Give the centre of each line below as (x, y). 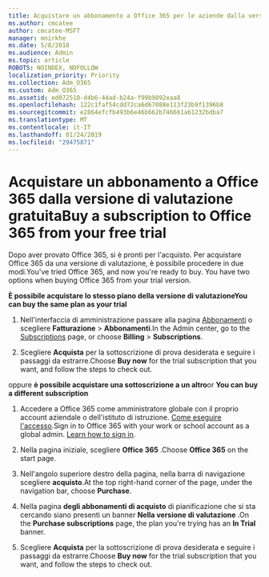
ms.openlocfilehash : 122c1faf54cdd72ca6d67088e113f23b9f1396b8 (116, 105)
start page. (38, 459)
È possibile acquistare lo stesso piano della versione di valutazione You (128, 296)
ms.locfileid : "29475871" (51, 142)
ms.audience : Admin (41, 53)
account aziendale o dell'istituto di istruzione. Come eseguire (120, 418)
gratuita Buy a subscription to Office (130, 216)
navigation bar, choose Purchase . (76, 491)
